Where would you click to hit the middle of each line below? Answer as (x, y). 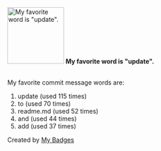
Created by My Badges (41, 140)
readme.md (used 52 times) (58, 111)
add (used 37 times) (47, 126)
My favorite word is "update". (110, 61)
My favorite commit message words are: (66, 83)
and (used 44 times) (47, 119)
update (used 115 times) (52, 96)
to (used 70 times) (44, 104)
